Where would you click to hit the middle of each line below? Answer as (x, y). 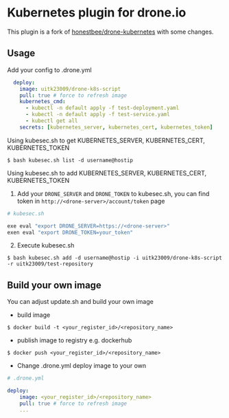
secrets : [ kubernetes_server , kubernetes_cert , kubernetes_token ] (116, 127)
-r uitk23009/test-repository (50, 264)
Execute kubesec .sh (46, 245)
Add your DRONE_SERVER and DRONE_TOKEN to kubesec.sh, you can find (113, 193)
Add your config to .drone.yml (49, 69)
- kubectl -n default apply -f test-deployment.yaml (102, 108)
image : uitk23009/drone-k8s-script (70, 89)
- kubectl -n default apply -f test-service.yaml (97, 115)
